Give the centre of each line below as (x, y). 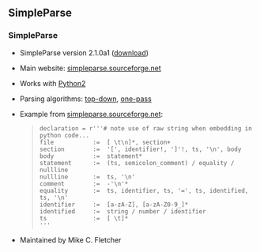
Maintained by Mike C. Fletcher (70, 239)
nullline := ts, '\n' (87, 177)
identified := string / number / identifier (123, 211)
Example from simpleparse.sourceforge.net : (91, 114)
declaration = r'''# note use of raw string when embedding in (146, 128)
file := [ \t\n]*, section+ (105, 142)
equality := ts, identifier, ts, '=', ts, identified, (144, 190)
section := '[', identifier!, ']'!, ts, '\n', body (140, 149)
